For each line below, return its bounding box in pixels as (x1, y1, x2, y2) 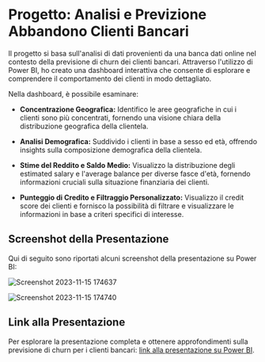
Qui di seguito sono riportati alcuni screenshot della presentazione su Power (8, 253, 257, 263)
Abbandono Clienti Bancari (8, 22, 190, 40)
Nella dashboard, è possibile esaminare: (8, 89, 139, 98)
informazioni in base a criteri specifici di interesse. (19, 209, 184, 219)
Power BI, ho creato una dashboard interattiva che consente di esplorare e (8, 65, 251, 74)
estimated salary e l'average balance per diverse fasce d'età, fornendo (19, 169, 251, 178)
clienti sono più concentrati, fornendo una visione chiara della (19, 112, 221, 122)
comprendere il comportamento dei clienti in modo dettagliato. (8, 74, 212, 83)
